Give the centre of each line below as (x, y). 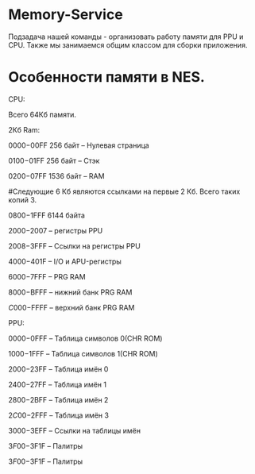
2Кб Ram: (24, 129)
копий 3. (23, 199)
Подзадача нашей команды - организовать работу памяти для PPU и (126, 37)
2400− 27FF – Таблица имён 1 (58, 384)
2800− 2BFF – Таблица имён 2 (58, 399)
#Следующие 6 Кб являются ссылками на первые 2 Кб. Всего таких (124, 191)
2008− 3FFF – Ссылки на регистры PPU (74, 246)
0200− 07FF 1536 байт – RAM (56, 175)
